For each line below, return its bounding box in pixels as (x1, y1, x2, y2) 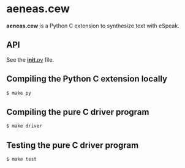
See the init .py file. (6, 56, 54, 63)
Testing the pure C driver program (6, 140, 139, 150)
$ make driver (6, 123, 43, 130)
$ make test (6, 156, 37, 162)
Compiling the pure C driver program (6, 106, 149, 117)
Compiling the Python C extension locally (6, 74, 167, 84)
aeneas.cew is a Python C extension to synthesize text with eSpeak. (6, 22, 179, 29)
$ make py (6, 90, 32, 96)
